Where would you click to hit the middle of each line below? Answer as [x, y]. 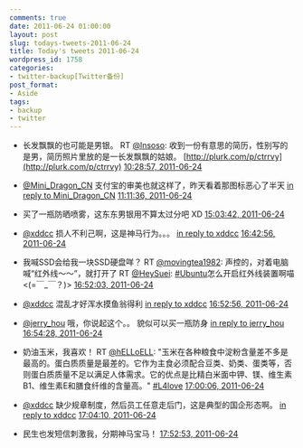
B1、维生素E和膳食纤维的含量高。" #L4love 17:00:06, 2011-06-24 [143, 386]
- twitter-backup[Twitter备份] [67, 77]
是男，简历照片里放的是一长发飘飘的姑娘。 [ [104, 157]
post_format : [34, 85]
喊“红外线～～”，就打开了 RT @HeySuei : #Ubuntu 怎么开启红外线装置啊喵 [158, 274]
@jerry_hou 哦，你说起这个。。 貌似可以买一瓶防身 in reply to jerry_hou [153, 323]
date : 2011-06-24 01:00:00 [60, 26]
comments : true [38, 18]
